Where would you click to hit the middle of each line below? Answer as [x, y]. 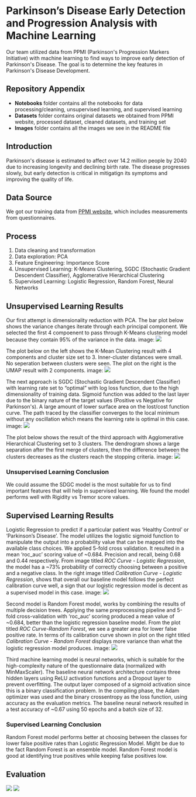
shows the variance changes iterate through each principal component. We [97, 326]
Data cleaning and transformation [55, 251]
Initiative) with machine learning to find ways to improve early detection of [95, 58]
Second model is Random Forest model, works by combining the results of [96, 604]
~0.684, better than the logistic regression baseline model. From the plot [93, 622]
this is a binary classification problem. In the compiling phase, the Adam [93, 691]
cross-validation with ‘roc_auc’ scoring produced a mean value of [95, 617]
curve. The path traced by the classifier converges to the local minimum [93, 413]
